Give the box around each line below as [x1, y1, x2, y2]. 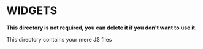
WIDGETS [6, 4, 58, 18]
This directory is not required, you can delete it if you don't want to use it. [6, 24, 197, 31]
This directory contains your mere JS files [6, 36, 112, 43]
